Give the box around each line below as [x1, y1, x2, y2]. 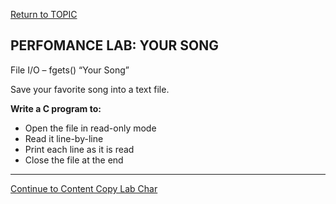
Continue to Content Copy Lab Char [10, 182, 158, 194]
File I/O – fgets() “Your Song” [10, 64, 130, 76]
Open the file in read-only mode [24, 122, 157, 134]
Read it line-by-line [24, 132, 104, 144]
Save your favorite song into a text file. [10, 83, 170, 95]
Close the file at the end [24, 154, 124, 166]
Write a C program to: [10, 102, 102, 114]
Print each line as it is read [24, 143, 135, 155]
